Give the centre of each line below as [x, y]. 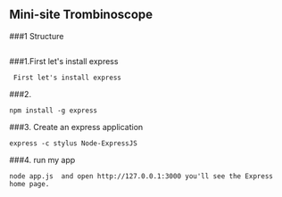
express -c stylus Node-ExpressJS [74, 143]
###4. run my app [42, 160]
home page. [29, 184]
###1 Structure [37, 36]
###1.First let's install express [64, 61]
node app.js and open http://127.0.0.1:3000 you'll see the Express [141, 176]
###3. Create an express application [76, 127]
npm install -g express [54, 111]
